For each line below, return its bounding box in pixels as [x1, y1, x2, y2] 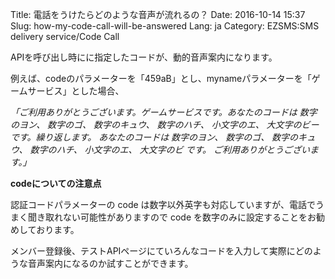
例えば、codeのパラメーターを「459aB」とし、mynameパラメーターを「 [10, 73, 312, 84]
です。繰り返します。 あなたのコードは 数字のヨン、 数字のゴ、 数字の [10, 131, 299, 143]
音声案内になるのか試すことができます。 [27, 258, 194, 269]
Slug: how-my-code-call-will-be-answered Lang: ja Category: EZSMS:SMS [10, 20, 320, 32]
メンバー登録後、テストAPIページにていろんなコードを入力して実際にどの [10, 245, 313, 257]
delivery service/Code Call [10, 31, 120, 42]
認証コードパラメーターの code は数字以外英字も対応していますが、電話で [10, 199, 316, 210]
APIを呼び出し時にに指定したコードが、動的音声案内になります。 [10, 51, 278, 63]
